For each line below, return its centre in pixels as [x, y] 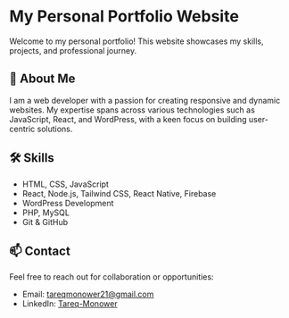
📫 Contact [40, 251]
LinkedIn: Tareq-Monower [70, 304]
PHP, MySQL [45, 213]
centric [22, 129]
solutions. [55, 129]
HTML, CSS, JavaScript [66, 184]
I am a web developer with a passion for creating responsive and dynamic [145, 100]
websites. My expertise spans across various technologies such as [132, 110]
